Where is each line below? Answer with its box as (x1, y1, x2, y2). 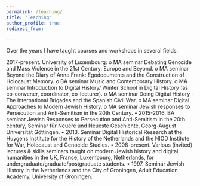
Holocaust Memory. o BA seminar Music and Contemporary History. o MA (6, 78, 188, 85)
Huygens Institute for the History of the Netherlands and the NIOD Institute (6, 135, 190, 142)
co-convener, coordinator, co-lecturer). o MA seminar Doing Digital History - (6, 90, 194, 97)
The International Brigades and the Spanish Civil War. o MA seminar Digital (6, 97, 190, 104)
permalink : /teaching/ (6, 8, 63, 15)
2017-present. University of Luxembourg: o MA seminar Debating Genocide (6, 59, 192, 66)
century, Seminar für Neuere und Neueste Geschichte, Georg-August (6, 122, 177, 129)
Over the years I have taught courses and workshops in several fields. (6, 47, 178, 54)
